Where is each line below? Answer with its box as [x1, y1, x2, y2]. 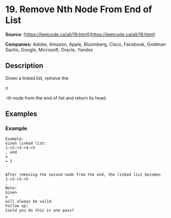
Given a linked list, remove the [5, 75, 69, 81]
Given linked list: [5, 141, 47, 146]
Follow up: [5, 203, 29, 209]
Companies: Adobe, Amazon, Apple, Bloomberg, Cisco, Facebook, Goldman [5, 41, 166, 47]
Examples [5, 110, 37, 118]
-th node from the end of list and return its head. [5, 94, 107, 101]
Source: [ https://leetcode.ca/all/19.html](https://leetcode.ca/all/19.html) [5, 31, 156, 37]
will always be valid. [5, 199, 54, 204]
